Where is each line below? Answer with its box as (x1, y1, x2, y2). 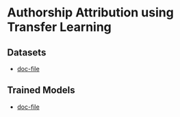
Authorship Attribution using (7, 5, 175, 21)
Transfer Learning (7, 19, 112, 35)
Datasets (7, 47, 47, 58)
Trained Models (7, 84, 75, 96)
